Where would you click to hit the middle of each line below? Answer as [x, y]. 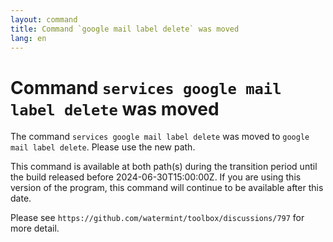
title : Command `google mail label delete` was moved [125, 29]
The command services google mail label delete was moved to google [160, 137]
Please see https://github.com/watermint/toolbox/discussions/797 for [157, 218]
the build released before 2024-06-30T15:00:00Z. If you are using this [156, 177]
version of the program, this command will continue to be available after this [167, 188]
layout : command [44, 19]
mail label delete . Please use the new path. [103, 147]
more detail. [35, 228]
